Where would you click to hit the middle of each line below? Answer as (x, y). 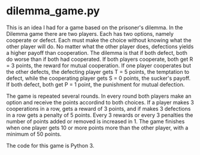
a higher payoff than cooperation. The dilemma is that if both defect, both (97, 52)
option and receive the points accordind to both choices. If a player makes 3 (100, 102)
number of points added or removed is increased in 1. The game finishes (96, 121)
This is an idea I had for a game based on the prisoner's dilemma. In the (95, 27)
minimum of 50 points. (34, 134)
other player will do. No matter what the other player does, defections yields (100, 46)
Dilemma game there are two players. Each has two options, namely (90, 33)
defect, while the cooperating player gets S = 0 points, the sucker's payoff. (98, 78)
